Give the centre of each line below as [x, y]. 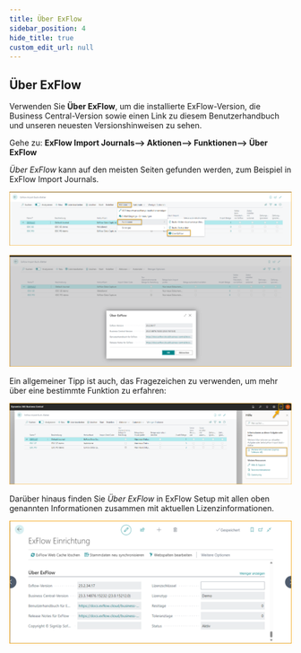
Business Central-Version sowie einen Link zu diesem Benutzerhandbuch [145, 116]
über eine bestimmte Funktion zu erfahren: [88, 391]
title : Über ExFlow [46, 19]
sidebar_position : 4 [48, 28]
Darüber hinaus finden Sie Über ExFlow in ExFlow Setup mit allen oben [140, 499]
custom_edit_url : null [52, 48]
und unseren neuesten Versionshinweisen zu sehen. [106, 126]
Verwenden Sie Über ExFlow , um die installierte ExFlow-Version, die [135, 107]
